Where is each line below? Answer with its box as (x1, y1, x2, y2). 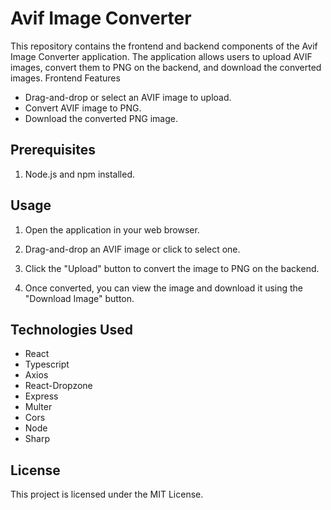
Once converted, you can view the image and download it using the (24, 282, 304, 294)
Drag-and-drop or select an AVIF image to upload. (24, 91, 232, 103)
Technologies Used (10, 321, 133, 338)
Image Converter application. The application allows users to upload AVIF (10, 50, 313, 62)
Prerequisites (10, 142, 96, 159)
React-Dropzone (24, 380, 93, 392)
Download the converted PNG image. (24, 112, 179, 124)
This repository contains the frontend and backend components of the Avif (10, 40, 318, 52)
